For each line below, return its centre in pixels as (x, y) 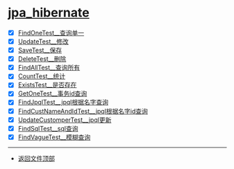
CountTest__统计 (41, 76)
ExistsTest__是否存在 (47, 85)
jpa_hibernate (49, 13)
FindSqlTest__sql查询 (48, 128)
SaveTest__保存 (40, 51)
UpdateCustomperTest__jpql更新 (65, 120)
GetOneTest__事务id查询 (52, 94)
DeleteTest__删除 (42, 59)
